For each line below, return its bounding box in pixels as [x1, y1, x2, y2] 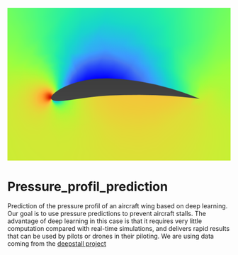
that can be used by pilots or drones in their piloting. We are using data [7, 232, 215, 241]
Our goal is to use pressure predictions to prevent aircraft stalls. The [7, 210, 207, 218]
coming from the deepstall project [7, 239, 106, 248]
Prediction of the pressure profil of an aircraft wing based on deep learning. [7, 202, 228, 210]
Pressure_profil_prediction [7, 178, 169, 195]
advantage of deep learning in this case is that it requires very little [7, 217, 203, 225]
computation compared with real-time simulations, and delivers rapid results [7, 225, 230, 233]
